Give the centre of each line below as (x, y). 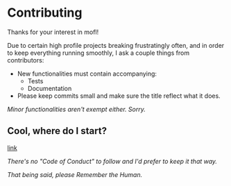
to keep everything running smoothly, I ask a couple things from (98, 53)
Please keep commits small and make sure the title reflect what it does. (119, 96)
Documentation (50, 88)
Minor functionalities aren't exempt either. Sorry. (76, 109)
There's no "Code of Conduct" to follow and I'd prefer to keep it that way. (112, 161)
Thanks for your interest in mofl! (53, 32)
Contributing (45, 13)
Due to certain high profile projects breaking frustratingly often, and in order (116, 45)
